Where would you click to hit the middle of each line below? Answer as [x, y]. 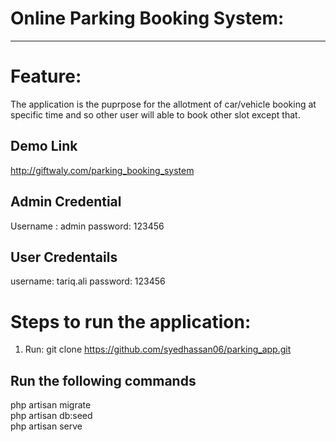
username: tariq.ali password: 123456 [88, 281]
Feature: [46, 76]
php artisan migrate [51, 405]
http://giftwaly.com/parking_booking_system [102, 170]
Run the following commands [103, 380]
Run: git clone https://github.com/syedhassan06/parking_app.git [158, 349]
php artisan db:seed [51, 416]
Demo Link [44, 146]
